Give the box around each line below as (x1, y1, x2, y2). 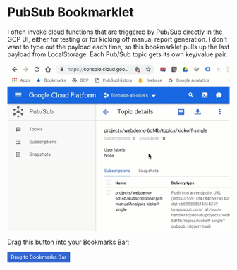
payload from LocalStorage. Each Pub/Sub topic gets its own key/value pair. (7, 50, 228, 59)
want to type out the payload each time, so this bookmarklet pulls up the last (7, 42, 230, 51)
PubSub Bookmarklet (7, 4, 134, 20)
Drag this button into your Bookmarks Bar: (7, 238, 130, 246)
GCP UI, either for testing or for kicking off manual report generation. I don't (7, 35, 228, 43)
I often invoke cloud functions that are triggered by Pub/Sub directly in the (7, 27, 223, 36)
